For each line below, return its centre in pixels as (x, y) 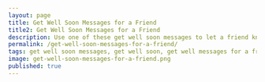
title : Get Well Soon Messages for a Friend (82, 23)
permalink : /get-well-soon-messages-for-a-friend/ (93, 45)
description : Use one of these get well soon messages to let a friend (128, 37)
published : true (35, 66)
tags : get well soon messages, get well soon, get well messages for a (128, 52)
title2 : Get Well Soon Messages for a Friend (84, 30)
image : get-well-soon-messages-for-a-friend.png (90, 59)
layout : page (30, 15)
